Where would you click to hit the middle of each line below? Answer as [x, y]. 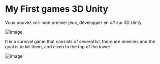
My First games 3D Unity [57, 9]
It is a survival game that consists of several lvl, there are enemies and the [80, 41]
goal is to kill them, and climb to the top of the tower [58, 46]
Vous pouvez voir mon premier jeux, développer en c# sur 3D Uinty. [74, 22]
